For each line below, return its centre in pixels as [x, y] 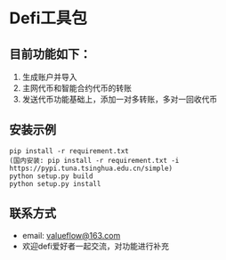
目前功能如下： [50, 54]
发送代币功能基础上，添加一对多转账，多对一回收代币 [120, 99]
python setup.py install [55, 183]
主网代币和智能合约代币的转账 [77, 88]
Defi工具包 [48, 18]
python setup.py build [51, 176]
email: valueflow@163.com [71, 235]
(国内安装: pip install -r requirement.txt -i [94, 160]
